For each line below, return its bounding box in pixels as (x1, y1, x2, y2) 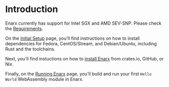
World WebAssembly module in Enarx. (5, 76, 84, 82)
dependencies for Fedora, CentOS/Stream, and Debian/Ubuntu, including (5, 40, 157, 46)
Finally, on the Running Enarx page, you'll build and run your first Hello (5, 70, 152, 76)
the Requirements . (5, 25, 43, 31)
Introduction (5, 4, 58, 15)
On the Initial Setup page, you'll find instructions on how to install (5, 35, 140, 41)
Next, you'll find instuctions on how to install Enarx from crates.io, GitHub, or (5, 55, 164, 61)
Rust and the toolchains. (5, 46, 55, 52)
